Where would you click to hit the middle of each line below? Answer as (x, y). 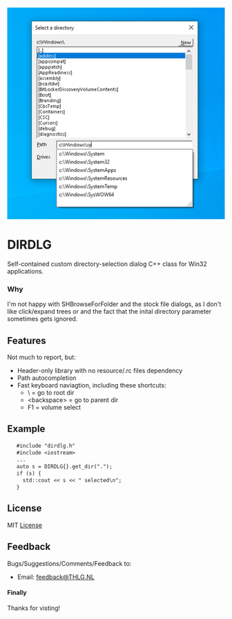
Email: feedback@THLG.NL (56, 577)
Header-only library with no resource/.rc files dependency (100, 371)
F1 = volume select (54, 408)
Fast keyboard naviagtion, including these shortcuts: (92, 385)
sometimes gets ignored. (42, 319)
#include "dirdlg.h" (46, 446)
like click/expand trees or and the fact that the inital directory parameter (109, 312)
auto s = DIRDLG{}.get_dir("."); (64, 466)
